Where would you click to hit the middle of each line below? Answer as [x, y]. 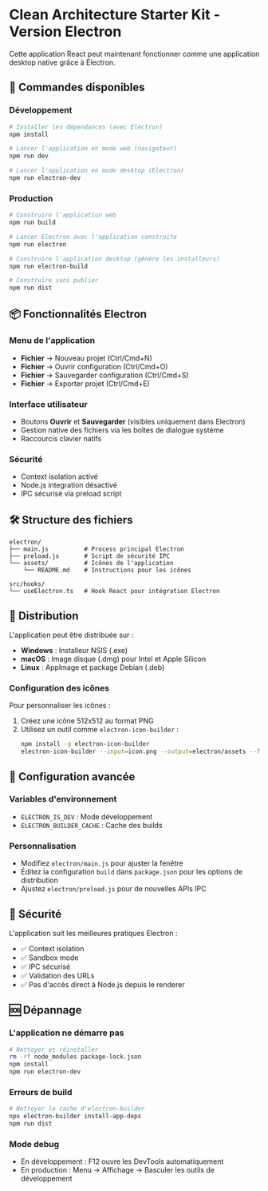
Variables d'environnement [63, 799]
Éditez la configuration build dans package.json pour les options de [131, 872]
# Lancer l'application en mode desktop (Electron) [97, 171]
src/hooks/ [27, 584]
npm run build [33, 223]
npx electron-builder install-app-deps [75, 1117]
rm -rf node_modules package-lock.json [75, 1057]
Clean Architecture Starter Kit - [115, 15]
